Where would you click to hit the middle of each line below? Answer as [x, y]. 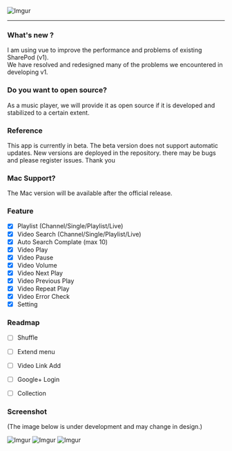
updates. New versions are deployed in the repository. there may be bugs [112, 153]
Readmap [23, 323]
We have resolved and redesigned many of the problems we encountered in [115, 65]
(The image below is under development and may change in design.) [105, 427]
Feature [20, 211]
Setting [27, 304]
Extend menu [36, 351]
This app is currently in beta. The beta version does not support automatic [113, 145]
